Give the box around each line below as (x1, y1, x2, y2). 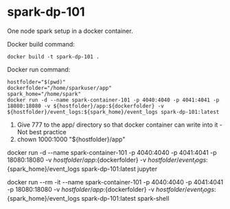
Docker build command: (7, 40, 76, 48)
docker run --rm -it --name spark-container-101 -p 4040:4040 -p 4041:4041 (7, 177, 224, 186)
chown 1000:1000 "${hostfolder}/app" (16, 135, 126, 143)
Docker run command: (7, 65, 71, 73)
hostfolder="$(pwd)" (7, 78, 67, 86)
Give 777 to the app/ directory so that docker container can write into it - (16, 121, 223, 129)
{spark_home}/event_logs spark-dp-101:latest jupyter (7, 164, 158, 173)
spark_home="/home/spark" (7, 90, 81, 97)
